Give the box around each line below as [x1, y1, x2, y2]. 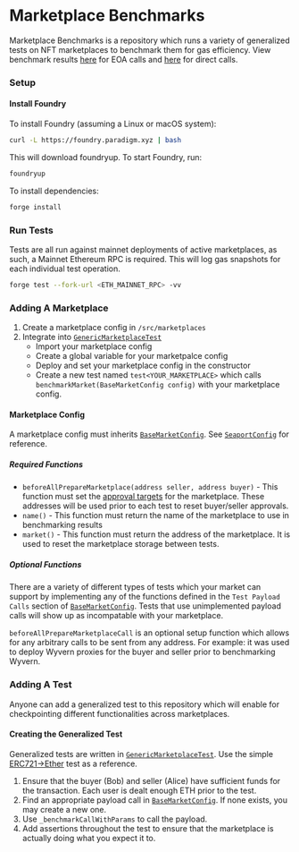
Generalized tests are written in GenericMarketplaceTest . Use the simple [9, 748, 274, 759]
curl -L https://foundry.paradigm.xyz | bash [9, 136, 181, 145]
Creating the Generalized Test [9, 728, 123, 739]
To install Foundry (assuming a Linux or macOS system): [9, 118, 217, 130]
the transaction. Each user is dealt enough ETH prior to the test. [21, 785, 257, 796]
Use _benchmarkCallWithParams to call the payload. [21, 814, 208, 824]
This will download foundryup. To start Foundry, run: [9, 151, 203, 162]
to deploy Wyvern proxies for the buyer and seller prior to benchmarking [9, 646, 276, 658]
